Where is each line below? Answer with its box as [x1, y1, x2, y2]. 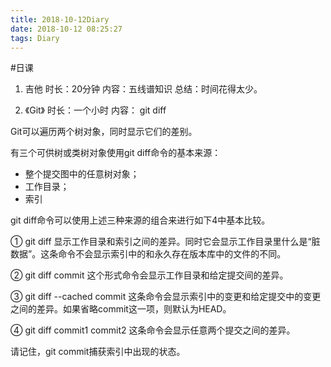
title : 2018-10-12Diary [10, 14, 110, 25]
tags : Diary [10, 33, 60, 43]
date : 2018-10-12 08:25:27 [10, 24, 123, 34]
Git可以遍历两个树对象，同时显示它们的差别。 [10, 126, 198, 138]
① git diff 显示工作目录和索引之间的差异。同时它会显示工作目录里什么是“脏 [10, 236, 321, 248]
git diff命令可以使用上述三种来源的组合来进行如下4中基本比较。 [10, 214, 271, 226]
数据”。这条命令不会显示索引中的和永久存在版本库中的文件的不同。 [10, 248, 287, 260]
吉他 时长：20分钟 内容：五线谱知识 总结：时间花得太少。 [24, 83, 263, 95]
